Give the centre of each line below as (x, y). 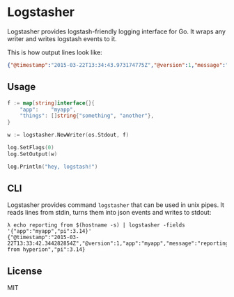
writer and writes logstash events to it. (62, 38)
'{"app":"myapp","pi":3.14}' (49, 231)
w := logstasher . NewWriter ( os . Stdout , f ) (68, 135)
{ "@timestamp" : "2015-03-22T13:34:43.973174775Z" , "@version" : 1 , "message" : (117, 65)
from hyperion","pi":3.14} (46, 250)
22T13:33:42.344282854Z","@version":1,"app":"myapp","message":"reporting (118, 244)
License (25, 271)
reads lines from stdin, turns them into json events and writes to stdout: (109, 213)
